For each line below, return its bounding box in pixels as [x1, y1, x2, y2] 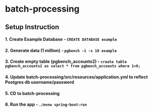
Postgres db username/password [5, 79, 75, 85]
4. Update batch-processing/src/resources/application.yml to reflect [5, 74, 148, 80]
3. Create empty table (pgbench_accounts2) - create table [5, 58, 127, 64]
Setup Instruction [5, 23, 59, 31]
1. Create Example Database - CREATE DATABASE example [5, 37, 117, 42]
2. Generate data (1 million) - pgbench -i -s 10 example [5, 47, 117, 53]
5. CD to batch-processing [5, 90, 60, 96]
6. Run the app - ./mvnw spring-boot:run [5, 101, 87, 108]
